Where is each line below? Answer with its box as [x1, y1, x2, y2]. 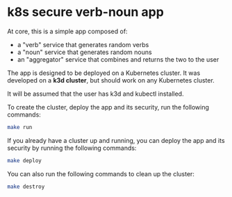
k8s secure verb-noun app [7, 4, 165, 20]
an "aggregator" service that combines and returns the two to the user [17, 55, 219, 63]
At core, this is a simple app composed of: [7, 27, 128, 35]
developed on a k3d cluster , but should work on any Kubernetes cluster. [7, 76, 215, 84]
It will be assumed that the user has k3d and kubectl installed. [7, 89, 184, 98]
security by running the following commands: [7, 144, 137, 152]
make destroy [7, 183, 45, 190]
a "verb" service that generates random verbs [17, 40, 149, 49]
